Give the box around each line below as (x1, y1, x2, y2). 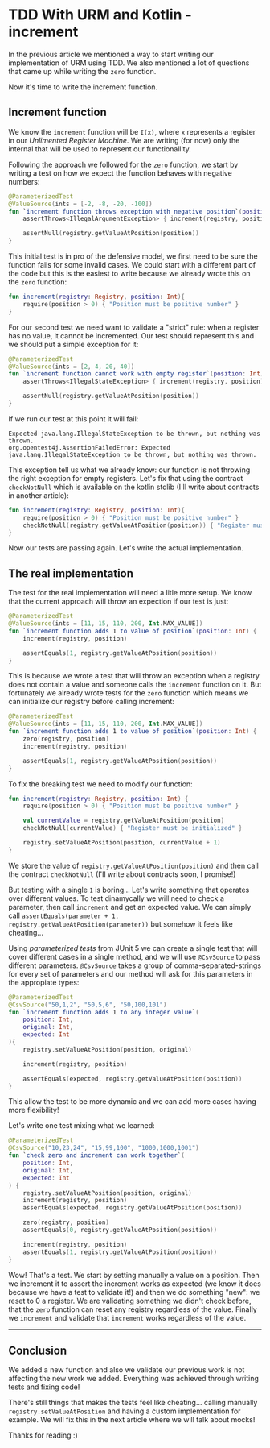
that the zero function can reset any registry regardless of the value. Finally (8, 1304, 257, 1314)
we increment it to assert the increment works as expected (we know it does (8, 1279, 261, 1288)
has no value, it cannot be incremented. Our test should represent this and (8, 330, 255, 340)
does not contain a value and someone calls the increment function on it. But (8, 679, 262, 690)
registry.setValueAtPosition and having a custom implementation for (8, 1406, 241, 1416)
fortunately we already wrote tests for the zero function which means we (8, 688, 249, 698)
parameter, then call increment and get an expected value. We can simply (8, 902, 252, 911)
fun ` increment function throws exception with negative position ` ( (8, 207, 243, 215)
